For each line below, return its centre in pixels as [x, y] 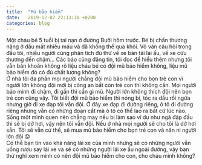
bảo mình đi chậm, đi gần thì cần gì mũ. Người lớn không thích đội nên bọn [99, 92]
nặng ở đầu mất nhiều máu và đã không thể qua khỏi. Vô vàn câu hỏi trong [99, 47]
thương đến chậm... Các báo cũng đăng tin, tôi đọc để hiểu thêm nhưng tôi [99, 60]
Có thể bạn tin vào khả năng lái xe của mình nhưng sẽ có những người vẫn [99, 143]
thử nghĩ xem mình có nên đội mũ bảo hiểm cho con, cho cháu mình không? [101, 156]
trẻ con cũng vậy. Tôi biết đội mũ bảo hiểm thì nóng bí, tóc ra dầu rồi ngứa [98, 98]
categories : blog [28, 23]
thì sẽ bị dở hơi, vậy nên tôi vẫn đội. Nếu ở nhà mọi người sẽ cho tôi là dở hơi [101, 124]
